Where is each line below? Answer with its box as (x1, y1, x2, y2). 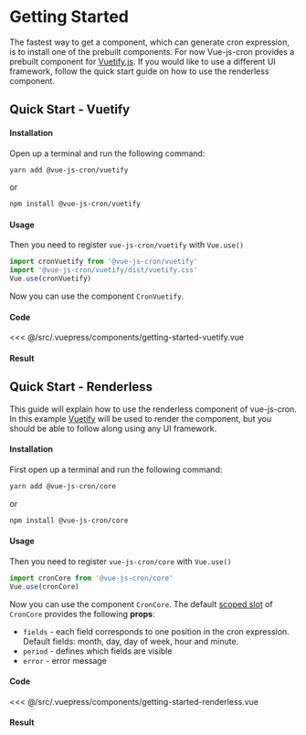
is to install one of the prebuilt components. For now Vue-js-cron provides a (9, 46, 295, 57)
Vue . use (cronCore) (9, 582, 79, 591)
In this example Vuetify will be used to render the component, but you (9, 413, 272, 424)
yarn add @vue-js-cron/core (9, 481, 117, 490)
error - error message (22, 655, 108, 666)
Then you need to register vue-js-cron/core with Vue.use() (9, 555, 232, 567)
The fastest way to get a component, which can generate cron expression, (9, 37, 290, 47)
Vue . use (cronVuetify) (9, 274, 92, 284)
